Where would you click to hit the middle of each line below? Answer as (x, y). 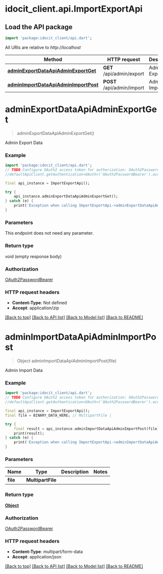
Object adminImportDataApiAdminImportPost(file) (67, 361)
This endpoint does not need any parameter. (49, 233)
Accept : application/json (37, 557)
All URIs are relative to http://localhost (43, 47)
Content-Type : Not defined (39, 303)
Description (75, 472)
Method (53, 59)
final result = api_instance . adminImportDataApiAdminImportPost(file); (88, 429)
